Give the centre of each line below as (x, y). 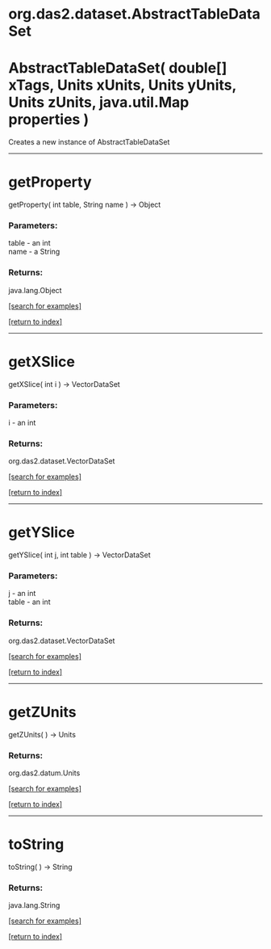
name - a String (34, 252)
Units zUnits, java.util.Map (99, 103)
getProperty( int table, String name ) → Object (85, 205)
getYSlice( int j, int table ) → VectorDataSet (79, 555)
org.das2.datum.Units (44, 773)
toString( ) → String (40, 867)
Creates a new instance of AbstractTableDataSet (89, 142)
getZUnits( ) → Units (42, 734)
